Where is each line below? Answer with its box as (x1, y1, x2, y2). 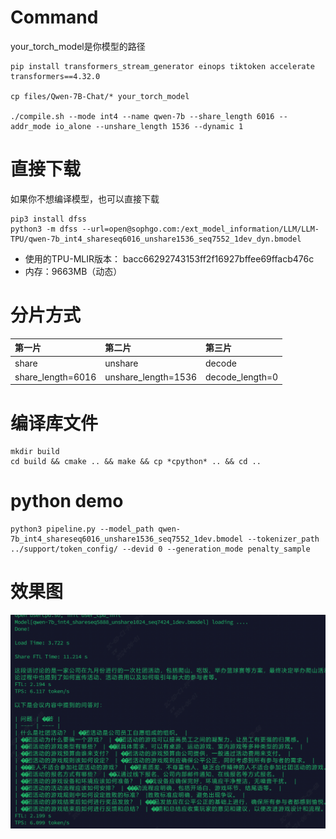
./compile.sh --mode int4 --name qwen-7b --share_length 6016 (10, 111, 275, 121)
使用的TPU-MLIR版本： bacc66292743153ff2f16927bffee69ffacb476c (24, 252, 315, 265)
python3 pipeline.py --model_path (10, 524, 155, 535)
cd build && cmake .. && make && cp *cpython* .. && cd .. (10, 457, 262, 467)
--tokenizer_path (247, 534, 320, 545)
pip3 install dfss (10, 214, 87, 224)
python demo (10, 490, 124, 513)
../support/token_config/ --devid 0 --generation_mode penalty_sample (10, 544, 311, 555)
